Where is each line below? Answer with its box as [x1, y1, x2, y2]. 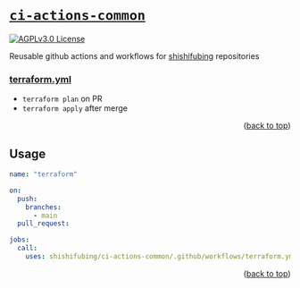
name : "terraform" [9, 170, 78, 179]
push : [17, 194, 38, 203]
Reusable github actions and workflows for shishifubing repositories [9, 50, 260, 61]
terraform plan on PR [21, 93, 103, 105]
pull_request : [17, 219, 70, 228]
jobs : [9, 235, 29, 244]
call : [17, 244, 38, 253]
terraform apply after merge [21, 103, 128, 114]
